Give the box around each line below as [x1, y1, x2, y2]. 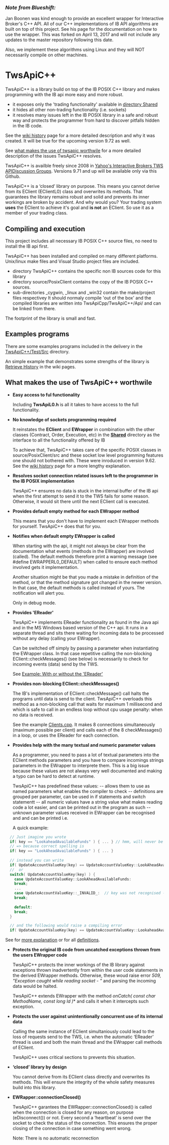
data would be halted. [12, 983, 58, 989]
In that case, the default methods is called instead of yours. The [12, 585, 145, 591]
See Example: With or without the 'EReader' [12, 671, 103, 677]
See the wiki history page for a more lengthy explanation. [12, 463, 131, 469]
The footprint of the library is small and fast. [5, 315, 97, 321]
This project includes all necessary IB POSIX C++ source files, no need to [5, 238, 157, 244]
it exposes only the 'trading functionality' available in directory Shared [12, 101, 158, 107]
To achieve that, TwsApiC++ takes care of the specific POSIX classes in [12, 447, 161, 453]
